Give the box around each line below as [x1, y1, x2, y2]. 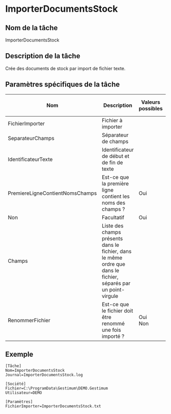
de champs [101, 137, 129, 145]
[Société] [5, 381, 26, 386]
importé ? [101, 333, 125, 340]
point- [109, 286, 125, 293]
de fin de [101, 159, 123, 166]
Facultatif [101, 214, 125, 221]
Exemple [5, 350, 34, 359]
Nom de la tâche [5, 24, 58, 32]
